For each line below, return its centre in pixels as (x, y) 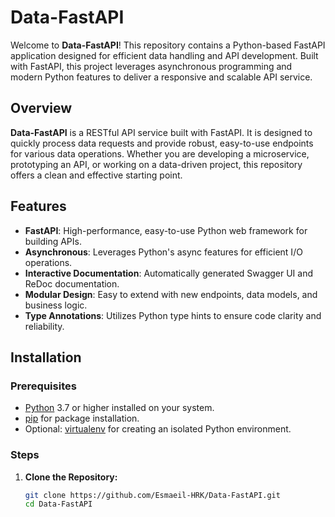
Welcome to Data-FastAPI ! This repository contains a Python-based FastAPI (168, 45)
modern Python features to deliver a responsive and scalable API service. (161, 77)
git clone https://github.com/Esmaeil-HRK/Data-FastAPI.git (152, 495)
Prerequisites (43, 386)
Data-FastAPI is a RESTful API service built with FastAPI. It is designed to (161, 132)
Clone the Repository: (71, 477)
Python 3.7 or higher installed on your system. (119, 408)
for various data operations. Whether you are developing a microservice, (160, 153)
